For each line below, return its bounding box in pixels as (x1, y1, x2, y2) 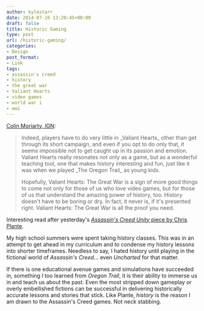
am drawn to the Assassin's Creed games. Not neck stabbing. (6, 298, 161, 305)
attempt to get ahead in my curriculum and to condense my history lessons (6, 240, 195, 248)
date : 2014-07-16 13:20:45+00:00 (6, 15, 91, 21)
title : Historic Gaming (6, 26, 67, 32)
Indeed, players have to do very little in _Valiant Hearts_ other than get (21, 134, 197, 141)
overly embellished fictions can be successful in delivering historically (6, 285, 182, 292)
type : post (6, 32, 34, 38)
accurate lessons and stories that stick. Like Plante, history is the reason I (6, 291, 191, 299)
